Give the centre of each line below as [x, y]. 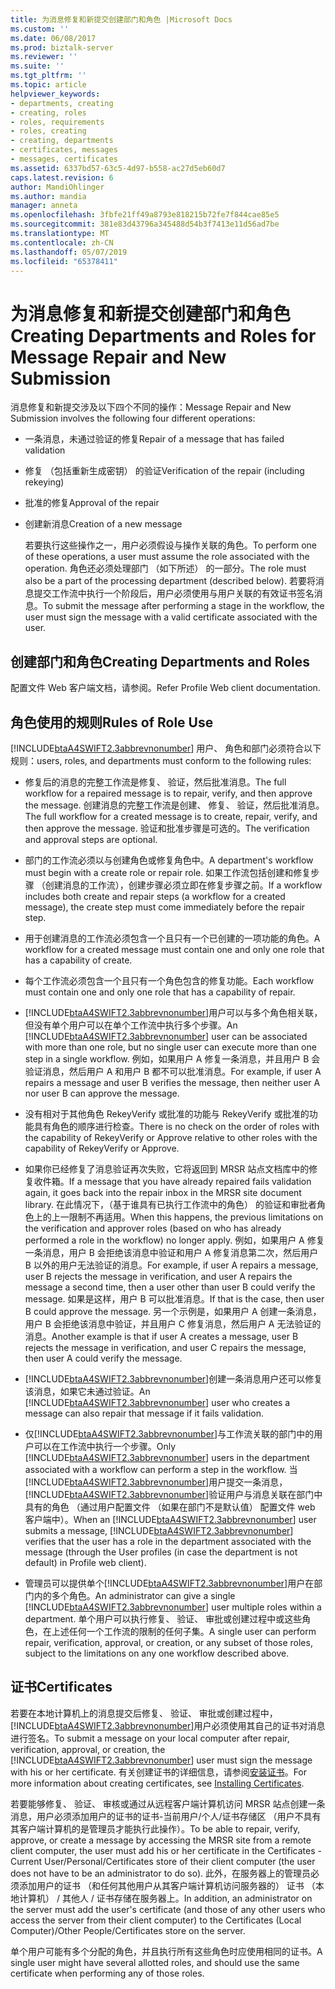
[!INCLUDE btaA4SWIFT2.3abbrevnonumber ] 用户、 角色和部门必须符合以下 [166, 748]
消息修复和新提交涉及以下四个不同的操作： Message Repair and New [151, 407]
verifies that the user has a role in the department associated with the [168, 1541]
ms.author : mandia [48, 196]
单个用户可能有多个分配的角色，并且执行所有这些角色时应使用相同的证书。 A [166, 1951]
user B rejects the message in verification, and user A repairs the [158, 1276]
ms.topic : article [48, 85]
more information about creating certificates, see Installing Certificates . [157, 1783]
